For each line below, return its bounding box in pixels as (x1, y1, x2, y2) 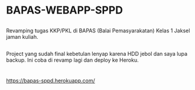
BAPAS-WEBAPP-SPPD (6, 4, 123, 17)
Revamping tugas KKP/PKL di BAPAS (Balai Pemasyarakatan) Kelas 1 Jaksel (6, 27, 190, 34)
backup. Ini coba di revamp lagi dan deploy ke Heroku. (6, 56, 139, 64)
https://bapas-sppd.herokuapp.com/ (6, 77, 96, 84)
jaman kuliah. (6, 33, 38, 40)
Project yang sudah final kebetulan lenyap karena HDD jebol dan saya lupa (6, 50, 188, 57)
